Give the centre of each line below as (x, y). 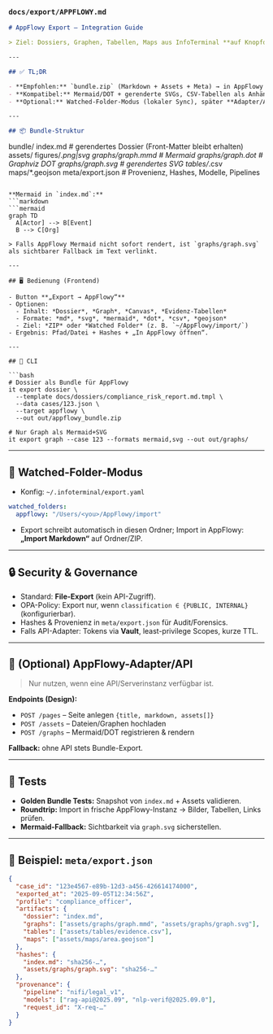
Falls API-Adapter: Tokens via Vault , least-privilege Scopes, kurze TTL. (139, 630)
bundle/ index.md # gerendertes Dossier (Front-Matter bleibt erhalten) (126, 146)
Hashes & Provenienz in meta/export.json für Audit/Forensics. (124, 622)
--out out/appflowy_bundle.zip (69, 418)
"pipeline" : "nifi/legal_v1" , (74, 993)
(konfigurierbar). (48, 613)
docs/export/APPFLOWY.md (58, 12)
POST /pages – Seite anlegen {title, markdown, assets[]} (117, 715)
